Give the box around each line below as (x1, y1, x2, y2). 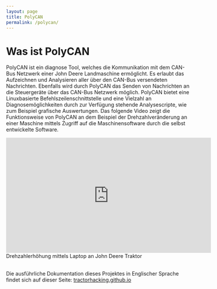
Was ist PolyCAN (6, 44, 90, 58)
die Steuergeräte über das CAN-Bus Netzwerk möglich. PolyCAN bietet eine (6, 89, 190, 96)
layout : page (6, 8, 38, 15)
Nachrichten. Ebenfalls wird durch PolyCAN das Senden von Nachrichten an (6, 82, 190, 90)
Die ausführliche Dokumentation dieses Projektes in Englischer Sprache (6, 270, 180, 277)
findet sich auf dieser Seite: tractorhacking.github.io (6, 276, 132, 284)
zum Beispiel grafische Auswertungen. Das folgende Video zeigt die (6, 108, 171, 115)
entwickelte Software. (6, 126, 59, 133)
